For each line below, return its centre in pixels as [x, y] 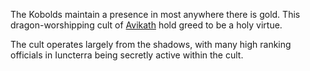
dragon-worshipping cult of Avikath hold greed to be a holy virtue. [146, 25]
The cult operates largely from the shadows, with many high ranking [151, 44]
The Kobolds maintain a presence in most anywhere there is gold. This [155, 14]
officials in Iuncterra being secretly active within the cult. [127, 55]
